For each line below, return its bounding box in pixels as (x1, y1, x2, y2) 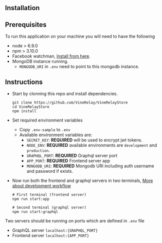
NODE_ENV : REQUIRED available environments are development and (26, 142, 157, 148)
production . (26, 147, 50, 153)
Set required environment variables (12, 117, 83, 123)
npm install (12, 109, 36, 114)
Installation (5, 4, 40, 12)
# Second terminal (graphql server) (12, 205, 87, 210)
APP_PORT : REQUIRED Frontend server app (26, 158, 110, 164)
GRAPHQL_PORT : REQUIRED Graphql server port (26, 153, 118, 159)
